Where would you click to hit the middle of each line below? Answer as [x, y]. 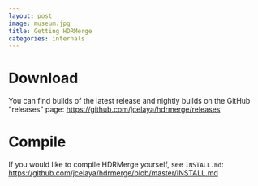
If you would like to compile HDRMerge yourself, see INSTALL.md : [116, 165]
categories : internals [47, 38]
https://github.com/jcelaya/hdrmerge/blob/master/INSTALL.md [114, 173]
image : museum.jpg [39, 23]
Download [43, 78]
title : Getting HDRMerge [50, 31]
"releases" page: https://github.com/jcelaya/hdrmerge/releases [114, 109]
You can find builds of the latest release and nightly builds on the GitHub [129, 101]
